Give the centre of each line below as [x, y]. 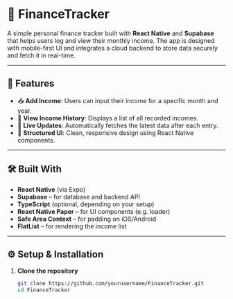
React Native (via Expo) [51, 189]
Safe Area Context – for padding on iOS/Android [87, 219]
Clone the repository [48, 271]
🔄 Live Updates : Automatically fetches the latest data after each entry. [118, 125]
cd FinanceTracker [44, 290]
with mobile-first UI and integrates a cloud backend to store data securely [113, 48]
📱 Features [31, 83]
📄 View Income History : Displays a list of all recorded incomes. [108, 118]
